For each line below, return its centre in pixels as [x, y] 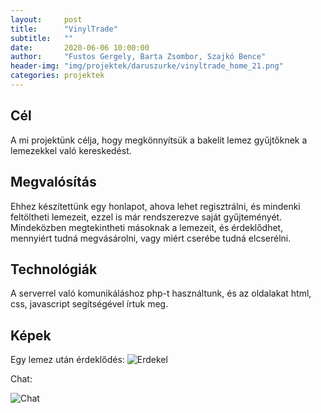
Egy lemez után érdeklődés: [67, 360]
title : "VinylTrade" [64, 29]
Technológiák [54, 269]
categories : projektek [57, 76]
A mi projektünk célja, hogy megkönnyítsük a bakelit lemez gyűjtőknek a [159, 140]
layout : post [46, 19]
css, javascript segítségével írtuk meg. [89, 304]
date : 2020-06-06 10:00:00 [80, 47]
